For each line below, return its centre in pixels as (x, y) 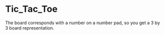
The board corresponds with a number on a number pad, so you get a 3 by (82, 23)
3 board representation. (30, 28)
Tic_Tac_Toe (31, 9)
